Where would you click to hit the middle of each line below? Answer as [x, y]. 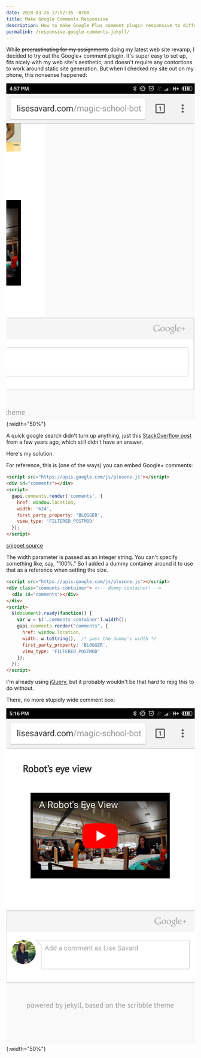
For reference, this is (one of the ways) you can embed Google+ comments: [100, 465]
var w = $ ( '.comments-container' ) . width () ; [72, 620]
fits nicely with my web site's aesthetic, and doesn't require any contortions [99, 62]
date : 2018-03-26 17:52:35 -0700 [48, 13]
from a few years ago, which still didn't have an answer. [75, 442]
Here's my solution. [30, 454]
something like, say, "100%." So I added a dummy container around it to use [100, 564]
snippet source [25, 546]
